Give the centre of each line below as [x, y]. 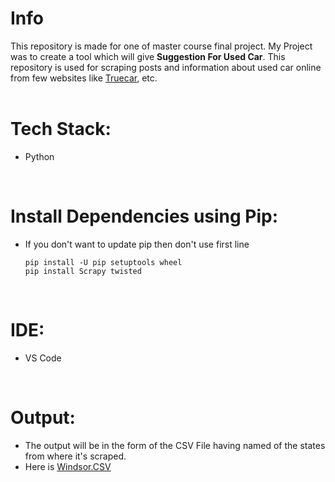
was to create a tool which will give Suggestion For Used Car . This [148, 56]
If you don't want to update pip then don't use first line [137, 244]
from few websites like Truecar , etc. [84, 78]
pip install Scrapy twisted [83, 271]
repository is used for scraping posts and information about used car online [166, 67]
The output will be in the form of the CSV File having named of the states [175, 445]
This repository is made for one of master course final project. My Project [161, 46]
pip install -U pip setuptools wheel [103, 262]
